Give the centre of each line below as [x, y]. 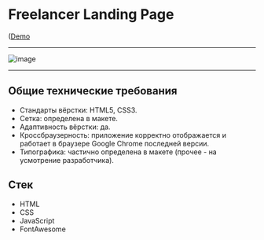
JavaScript [37, 220]
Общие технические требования [93, 91]
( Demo [19, 36]
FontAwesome [43, 229]
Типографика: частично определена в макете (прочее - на [118, 152]
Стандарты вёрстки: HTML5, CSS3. [78, 110]
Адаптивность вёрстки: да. [65, 127]
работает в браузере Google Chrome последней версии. [114, 143]
